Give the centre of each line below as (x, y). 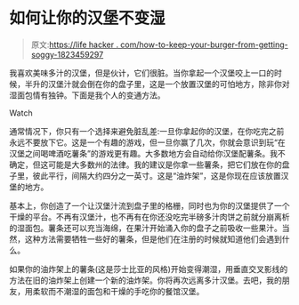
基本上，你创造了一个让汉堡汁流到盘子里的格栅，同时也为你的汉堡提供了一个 (149, 205)
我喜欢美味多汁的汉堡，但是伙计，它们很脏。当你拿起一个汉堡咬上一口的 (141, 73)
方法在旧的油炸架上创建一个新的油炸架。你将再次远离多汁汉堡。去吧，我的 (145, 280)
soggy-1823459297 (67, 54)
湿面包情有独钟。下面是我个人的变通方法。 (87, 95)
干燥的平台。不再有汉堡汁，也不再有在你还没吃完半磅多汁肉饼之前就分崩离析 (149, 217)
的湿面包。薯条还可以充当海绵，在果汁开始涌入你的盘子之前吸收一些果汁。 (145, 228)
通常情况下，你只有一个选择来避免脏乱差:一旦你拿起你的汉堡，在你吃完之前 (147, 131)
